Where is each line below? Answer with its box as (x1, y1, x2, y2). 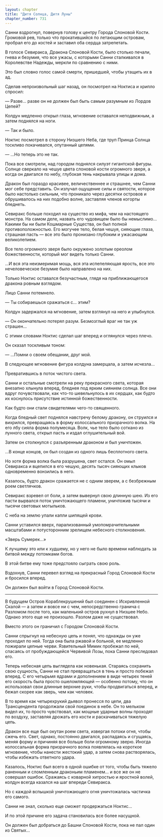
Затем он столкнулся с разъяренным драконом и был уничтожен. (5, 439, 142, 446)
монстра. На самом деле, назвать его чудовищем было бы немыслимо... (5, 216, 157, 222)
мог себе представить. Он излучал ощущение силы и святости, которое (5, 186, 155, 192)
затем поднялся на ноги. (5, 118, 57, 124)
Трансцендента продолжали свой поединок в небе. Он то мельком (5, 704, 145, 709)
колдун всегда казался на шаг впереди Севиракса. (5, 780, 112, 785)
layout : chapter (5, 7, 38, 12)
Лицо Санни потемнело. (5, 290, 55, 296)
